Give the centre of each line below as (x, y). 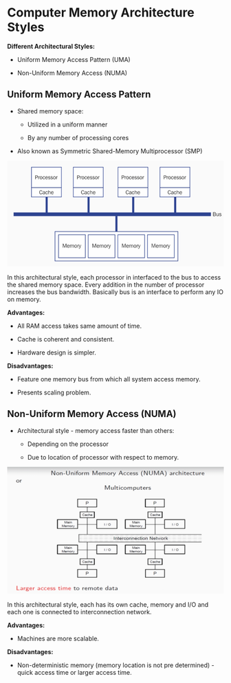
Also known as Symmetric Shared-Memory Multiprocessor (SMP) (110, 151)
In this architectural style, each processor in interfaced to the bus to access (114, 277)
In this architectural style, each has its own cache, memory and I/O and (108, 605)
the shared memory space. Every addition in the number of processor (106, 284)
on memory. (24, 299)
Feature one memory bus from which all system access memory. (109, 379)
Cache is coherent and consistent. (66, 339)
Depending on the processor (68, 444)
